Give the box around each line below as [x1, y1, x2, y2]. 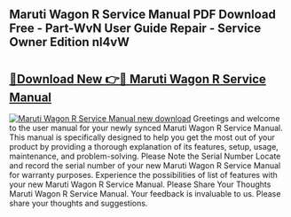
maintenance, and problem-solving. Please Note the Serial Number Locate [9, 151, 281, 161]
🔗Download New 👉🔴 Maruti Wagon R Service [9, 71, 266, 87]
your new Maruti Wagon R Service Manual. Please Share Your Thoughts [9, 179, 271, 190]
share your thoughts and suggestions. [9, 198, 148, 208]
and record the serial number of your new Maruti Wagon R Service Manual [9, 160, 281, 171]
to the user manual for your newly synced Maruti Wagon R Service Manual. [9, 123, 283, 133]
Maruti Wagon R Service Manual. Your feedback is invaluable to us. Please [9, 189, 281, 198]
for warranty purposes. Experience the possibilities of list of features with [9, 170, 278, 180]
